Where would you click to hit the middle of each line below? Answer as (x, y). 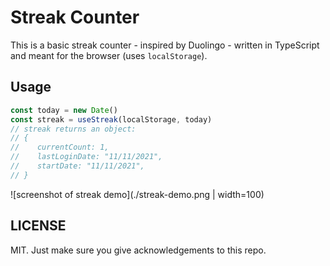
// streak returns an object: (73, 129)
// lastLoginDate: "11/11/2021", (86, 157)
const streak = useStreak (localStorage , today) (111, 119)
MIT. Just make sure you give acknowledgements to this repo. (138, 250)
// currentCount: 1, (60, 147)
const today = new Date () (64, 110)
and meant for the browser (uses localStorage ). (109, 55)
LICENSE (38, 226)
